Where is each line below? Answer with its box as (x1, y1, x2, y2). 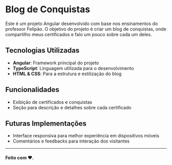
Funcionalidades (5, 85, 60, 94)
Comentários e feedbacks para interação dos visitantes (12, 138, 130, 144)
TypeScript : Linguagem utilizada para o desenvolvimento (12, 65, 134, 71)
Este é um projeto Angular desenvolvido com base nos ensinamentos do (5, 20, 158, 27)
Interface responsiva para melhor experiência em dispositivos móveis (12, 133, 160, 139)
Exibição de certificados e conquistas (12, 99, 92, 105)
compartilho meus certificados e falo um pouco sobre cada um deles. (5, 31, 152, 37)
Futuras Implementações (5, 119, 87, 128)
